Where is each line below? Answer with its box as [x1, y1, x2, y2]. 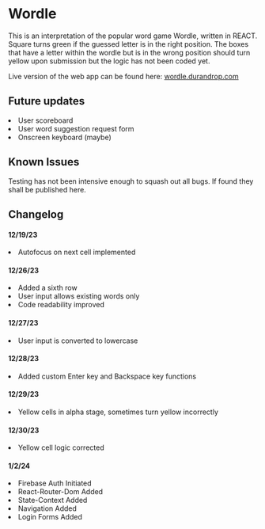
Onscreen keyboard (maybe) [18, 132, 112, 142]
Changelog [8, 207, 64, 221]
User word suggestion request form [18, 124, 134, 133]
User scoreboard [18, 116, 74, 125]
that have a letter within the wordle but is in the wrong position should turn [8, 48, 251, 57]
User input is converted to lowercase [18, 336, 138, 345]
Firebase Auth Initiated [18, 478, 93, 488]
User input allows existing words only [18, 291, 140, 301]
